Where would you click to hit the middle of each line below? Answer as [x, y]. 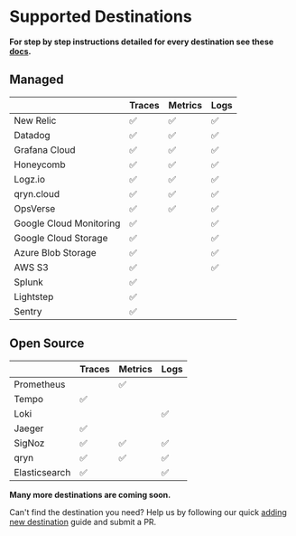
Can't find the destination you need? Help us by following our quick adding [148, 512]
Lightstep [34, 296]
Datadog [32, 135]
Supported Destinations [101, 17]
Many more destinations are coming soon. [90, 494]
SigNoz [29, 443]
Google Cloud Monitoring [67, 223]
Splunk [28, 282]
